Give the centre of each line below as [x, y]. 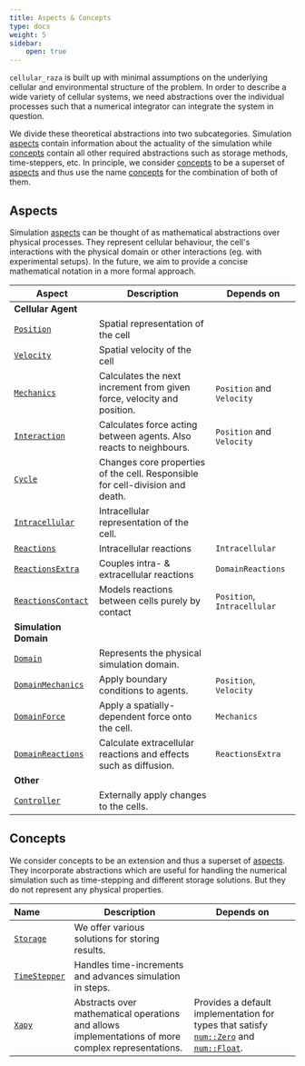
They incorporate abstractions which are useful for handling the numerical [148, 870]
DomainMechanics [49, 684]
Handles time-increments [129, 964]
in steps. [92, 987]
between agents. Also [145, 435]
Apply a [115, 705]
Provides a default [233, 1002]
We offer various [109, 927]
